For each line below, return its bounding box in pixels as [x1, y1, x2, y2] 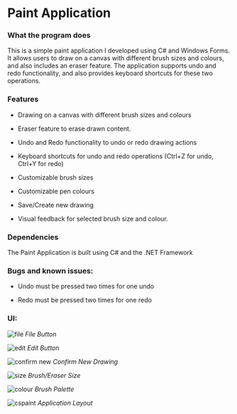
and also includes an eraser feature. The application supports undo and [7, 62, 216, 70]
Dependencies [7, 232, 59, 242]
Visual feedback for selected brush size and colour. [17, 214, 168, 223]
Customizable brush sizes [17, 173, 94, 182]
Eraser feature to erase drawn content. [17, 124, 131, 133]
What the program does [7, 31, 91, 40]
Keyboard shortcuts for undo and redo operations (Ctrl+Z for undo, [17, 151, 214, 160]
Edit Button [27, 343, 60, 352]
